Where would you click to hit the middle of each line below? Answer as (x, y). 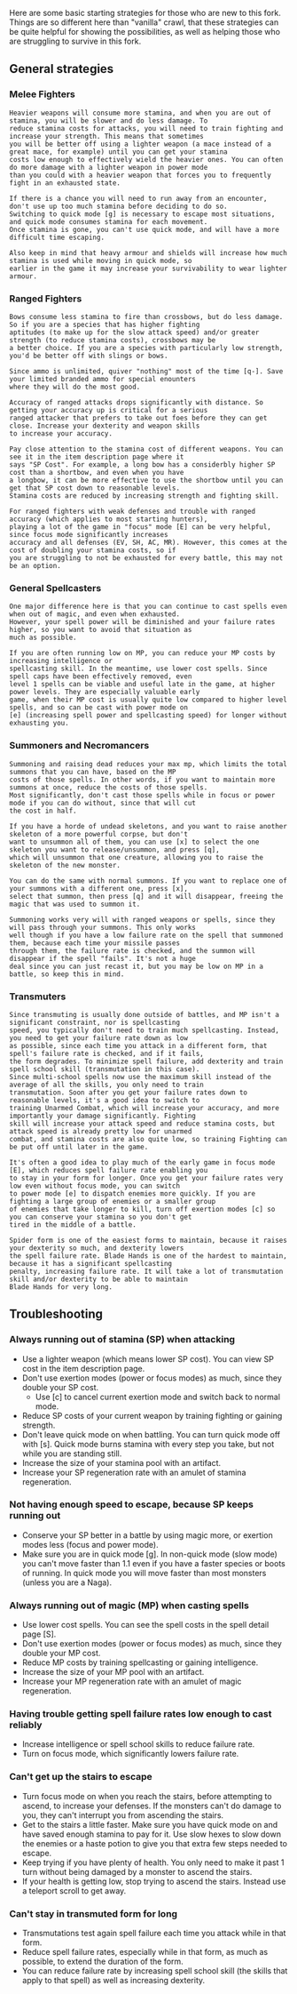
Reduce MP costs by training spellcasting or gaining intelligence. (140, 1662)
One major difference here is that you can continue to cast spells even (148, 607)
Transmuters (38, 997)
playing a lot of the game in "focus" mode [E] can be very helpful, (141, 527)
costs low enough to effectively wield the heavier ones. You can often (146, 159)
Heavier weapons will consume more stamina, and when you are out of (141, 113)
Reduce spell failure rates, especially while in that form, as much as (145, 1952)
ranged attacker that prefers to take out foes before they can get (138, 418)
